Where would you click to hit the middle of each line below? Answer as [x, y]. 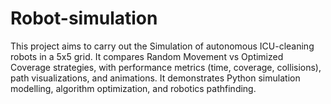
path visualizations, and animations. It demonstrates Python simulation [155, 78]
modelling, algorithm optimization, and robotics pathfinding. [133, 88]
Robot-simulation [84, 18]
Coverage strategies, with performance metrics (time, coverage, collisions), [166, 67]
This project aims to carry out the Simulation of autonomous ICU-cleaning [162, 46]
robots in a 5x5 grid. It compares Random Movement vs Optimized [147, 56]
